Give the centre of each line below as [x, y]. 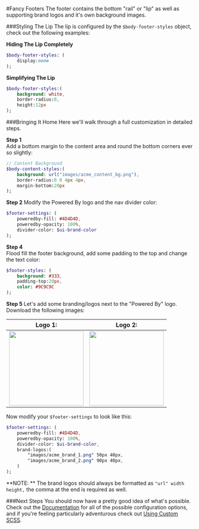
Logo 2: [127, 325]
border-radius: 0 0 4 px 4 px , [51, 180]
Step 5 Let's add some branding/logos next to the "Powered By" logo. [91, 304]
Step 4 [15, 247]
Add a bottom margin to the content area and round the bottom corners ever [99, 146]
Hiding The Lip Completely [40, 44]
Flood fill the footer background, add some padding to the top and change [97, 253]
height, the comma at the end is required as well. [67, 489]
